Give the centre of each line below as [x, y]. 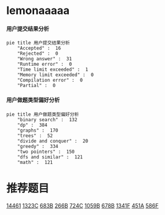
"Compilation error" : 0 [50, 80]
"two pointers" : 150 [46, 152]
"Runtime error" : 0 [44, 65]
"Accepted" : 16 [39, 48]
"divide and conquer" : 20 [53, 141]
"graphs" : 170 [38, 130]
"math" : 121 [35, 162]
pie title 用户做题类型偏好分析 [43, 114]
